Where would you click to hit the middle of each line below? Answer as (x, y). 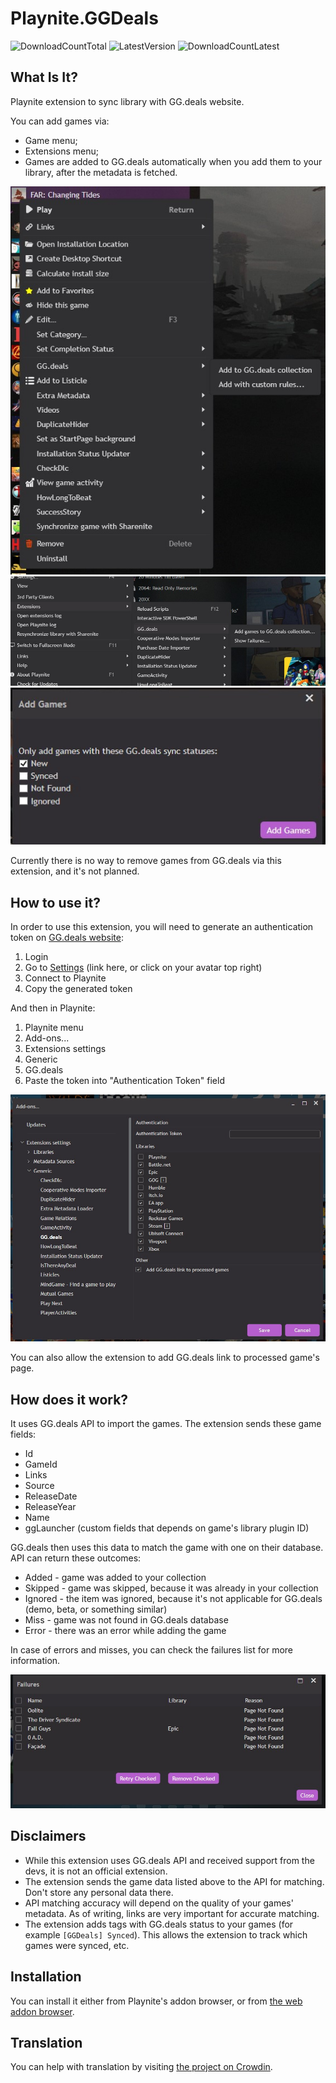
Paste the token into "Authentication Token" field (124, 1081)
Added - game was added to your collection (115, 1578)
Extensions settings (65, 1049)
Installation (46, 1977)
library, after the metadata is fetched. (101, 172)
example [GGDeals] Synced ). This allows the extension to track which (166, 1934)
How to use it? (55, 902)
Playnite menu (54, 1028)
